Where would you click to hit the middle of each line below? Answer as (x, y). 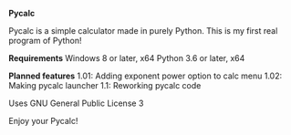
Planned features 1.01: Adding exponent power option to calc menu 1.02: (145, 76)
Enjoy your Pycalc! (43, 121)
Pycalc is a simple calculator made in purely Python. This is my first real (143, 31)
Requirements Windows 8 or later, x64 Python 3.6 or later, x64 (127, 58)
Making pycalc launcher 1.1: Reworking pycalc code (105, 85)
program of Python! (46, 41)
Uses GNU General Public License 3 (76, 103)
